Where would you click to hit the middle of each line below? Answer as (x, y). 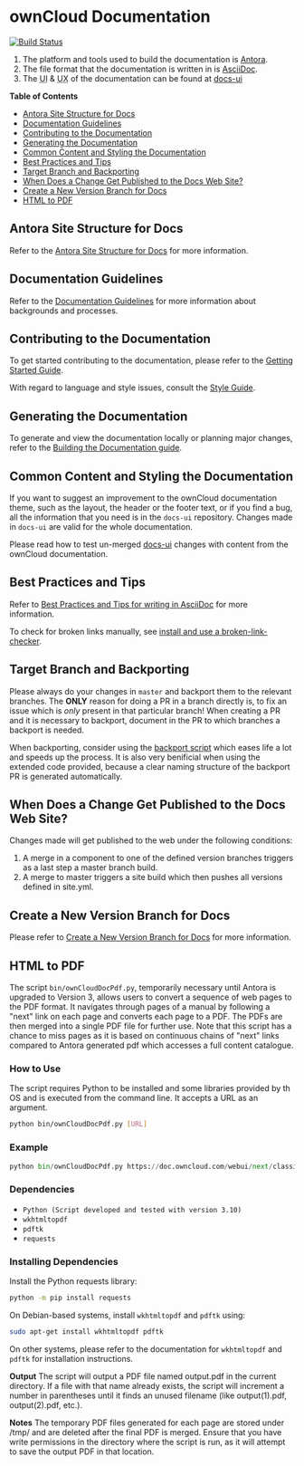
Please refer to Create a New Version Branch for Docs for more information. (150, 937)
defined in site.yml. (58, 887)
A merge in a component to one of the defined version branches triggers (158, 858)
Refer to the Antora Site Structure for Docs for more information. (129, 250)
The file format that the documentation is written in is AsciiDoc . (140, 69)
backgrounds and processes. (64, 311)
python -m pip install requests (70, 1298)
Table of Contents (44, 96)
